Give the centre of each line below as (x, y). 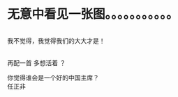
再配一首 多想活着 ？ (37, 62)
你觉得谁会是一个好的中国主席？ (53, 78)
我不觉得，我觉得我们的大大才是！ (56, 41)
